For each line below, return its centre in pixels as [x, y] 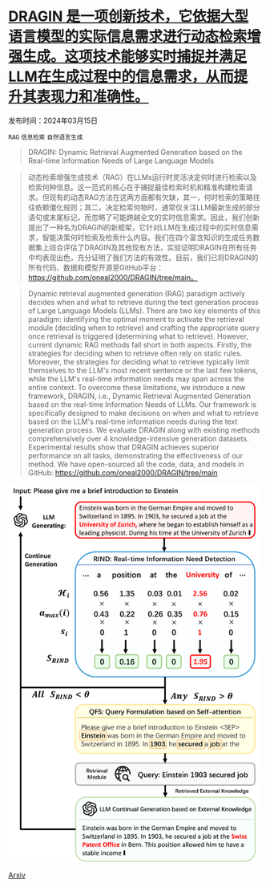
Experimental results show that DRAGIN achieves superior [123, 447]
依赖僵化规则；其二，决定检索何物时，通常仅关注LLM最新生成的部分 [147, 207]
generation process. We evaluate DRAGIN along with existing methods [144, 429]
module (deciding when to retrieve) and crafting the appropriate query [144, 328]
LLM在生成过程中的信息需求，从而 [121, 77]
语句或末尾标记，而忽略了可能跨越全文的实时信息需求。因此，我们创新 [144, 217]
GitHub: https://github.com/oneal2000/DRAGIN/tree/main [123, 472]
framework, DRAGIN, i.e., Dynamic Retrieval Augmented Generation [139, 396]
